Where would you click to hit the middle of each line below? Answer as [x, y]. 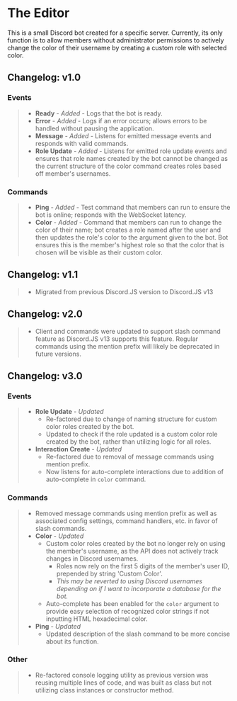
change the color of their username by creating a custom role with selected [117, 47]
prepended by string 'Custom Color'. [109, 573]
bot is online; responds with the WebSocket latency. [111, 215]
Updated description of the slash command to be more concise [138, 634]
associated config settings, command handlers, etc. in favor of [126, 521]
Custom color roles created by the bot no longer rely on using [135, 543]
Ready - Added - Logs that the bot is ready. [99, 113]
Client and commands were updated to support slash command [128, 331]
